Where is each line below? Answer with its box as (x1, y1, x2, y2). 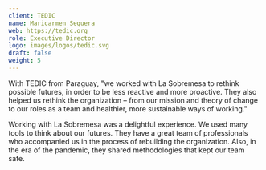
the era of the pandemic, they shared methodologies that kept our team (8, 145, 245, 155)
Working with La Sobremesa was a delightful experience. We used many (8, 119, 248, 129)
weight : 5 (8, 57, 42, 65)
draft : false (8, 49, 52, 57)
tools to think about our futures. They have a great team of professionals (8, 127, 248, 137)
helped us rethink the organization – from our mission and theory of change (8, 95, 259, 105)
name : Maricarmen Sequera (8, 19, 95, 27)
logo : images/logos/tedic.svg (8, 42, 110, 50)
